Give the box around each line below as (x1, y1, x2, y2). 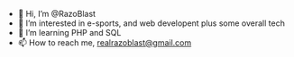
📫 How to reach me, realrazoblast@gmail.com (17, 37, 192, 48)
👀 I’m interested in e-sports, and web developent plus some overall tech (17, 18, 286, 28)
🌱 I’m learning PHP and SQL (17, 28, 122, 37)
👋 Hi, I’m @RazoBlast (17, 9, 96, 19)
